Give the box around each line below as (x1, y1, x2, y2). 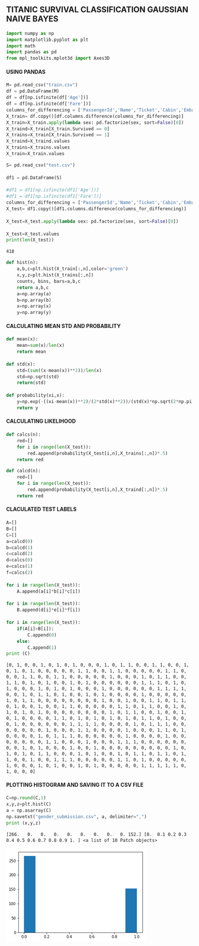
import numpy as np (6, 30, 54, 36)
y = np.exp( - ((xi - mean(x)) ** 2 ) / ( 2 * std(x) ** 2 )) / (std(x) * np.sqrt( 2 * (17, 399, 179, 405)
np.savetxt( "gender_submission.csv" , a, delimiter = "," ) (6, 814, 147, 820)
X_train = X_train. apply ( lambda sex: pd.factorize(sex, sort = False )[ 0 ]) (6, 120, 184, 126)
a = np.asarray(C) (6, 807, 52, 813)
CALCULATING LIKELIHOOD (6, 417, 76, 425)
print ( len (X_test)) (6, 237, 54, 243)
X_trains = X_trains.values (6, 144, 70, 150)
